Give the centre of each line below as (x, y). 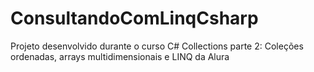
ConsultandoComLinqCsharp (134, 18)
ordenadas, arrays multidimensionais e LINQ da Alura (120, 56)
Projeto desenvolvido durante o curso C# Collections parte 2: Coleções (157, 46)
